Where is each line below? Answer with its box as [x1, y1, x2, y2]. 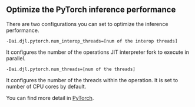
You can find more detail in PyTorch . [6, 94, 94, 101]
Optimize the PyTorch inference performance [6, 5, 176, 15]
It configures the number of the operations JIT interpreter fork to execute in [6, 48, 190, 56]
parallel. [6, 54, 26, 61]
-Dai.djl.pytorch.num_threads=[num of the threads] [6, 66, 135, 72]
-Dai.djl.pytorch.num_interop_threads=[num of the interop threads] [6, 38, 178, 44]
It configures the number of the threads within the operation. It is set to [6, 76, 179, 83]
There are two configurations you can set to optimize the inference [6, 20, 168, 27]
